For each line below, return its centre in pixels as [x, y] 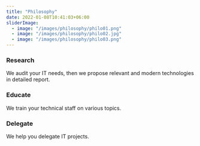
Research [20, 60]
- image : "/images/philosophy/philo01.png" [66, 28]
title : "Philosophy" [32, 12]
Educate [19, 95]
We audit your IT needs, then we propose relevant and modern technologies [100, 73]
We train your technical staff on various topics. [64, 108]
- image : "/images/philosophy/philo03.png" [66, 39]
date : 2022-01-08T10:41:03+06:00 [48, 17]
